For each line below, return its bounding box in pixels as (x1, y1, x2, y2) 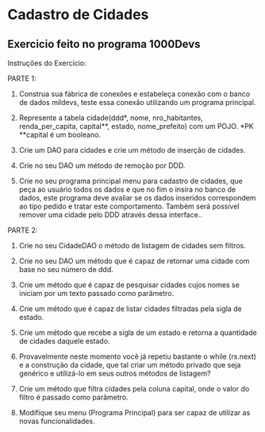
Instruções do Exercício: (7, 58, 86, 68)
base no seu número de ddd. (18, 265, 113, 274)
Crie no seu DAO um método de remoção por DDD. (18, 161, 186, 170)
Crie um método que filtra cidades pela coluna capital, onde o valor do (18, 384, 250, 393)
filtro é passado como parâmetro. (18, 392, 129, 402)
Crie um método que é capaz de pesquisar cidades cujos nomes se (18, 280, 240, 290)
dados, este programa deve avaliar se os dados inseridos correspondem (18, 193, 256, 202)
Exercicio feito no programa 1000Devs (7, 37, 201, 51)
